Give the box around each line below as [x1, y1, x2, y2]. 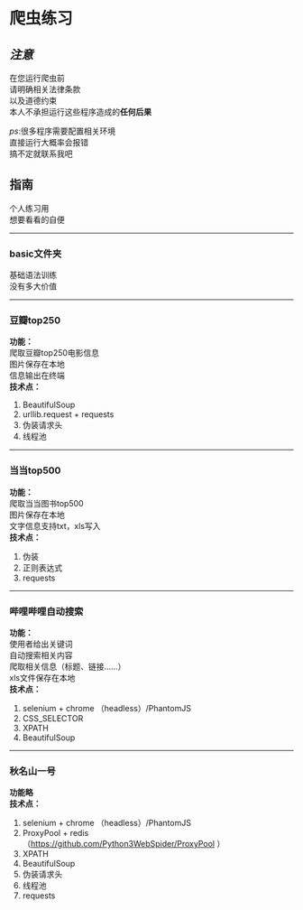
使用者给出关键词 [9, 638, 73, 649]
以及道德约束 [9, 96, 57, 106]
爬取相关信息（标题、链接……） [9, 661, 126, 672]
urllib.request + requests [22, 409, 115, 420]
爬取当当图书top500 [9, 497, 84, 508]
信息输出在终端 [9, 370, 65, 381]
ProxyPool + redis [22, 828, 89, 839]
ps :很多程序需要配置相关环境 [9, 125, 116, 136]
